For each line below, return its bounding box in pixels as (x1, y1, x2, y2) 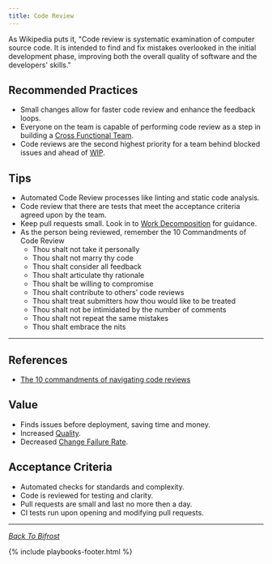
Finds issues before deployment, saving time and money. (19, 419, 210, 429)
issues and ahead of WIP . (19, 147, 105, 158)
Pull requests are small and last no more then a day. (19, 499, 193, 509)
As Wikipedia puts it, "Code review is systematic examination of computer (8, 34, 255, 44)
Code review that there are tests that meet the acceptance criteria (19, 202, 240, 211)
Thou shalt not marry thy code (32, 253, 134, 263)
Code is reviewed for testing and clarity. (19, 490, 154, 500)
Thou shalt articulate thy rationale (32, 271, 145, 280)
